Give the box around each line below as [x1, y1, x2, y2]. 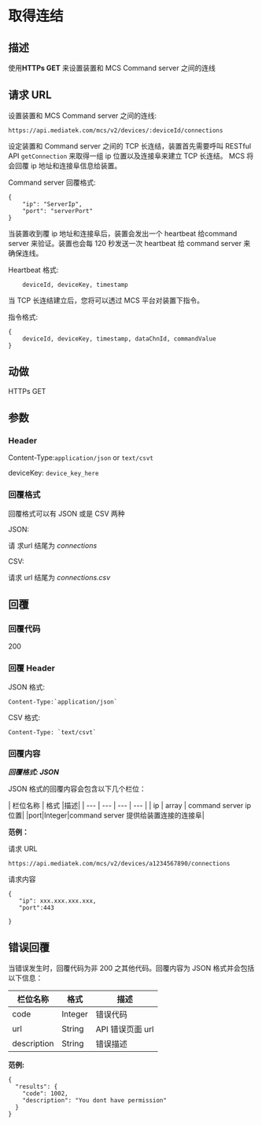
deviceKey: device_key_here [8, 469, 99, 478]
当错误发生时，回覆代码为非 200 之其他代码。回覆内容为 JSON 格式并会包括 [8, 963, 255, 972]
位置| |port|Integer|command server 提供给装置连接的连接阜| [8, 811, 205, 820]
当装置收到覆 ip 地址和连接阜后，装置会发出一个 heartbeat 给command [8, 229, 238, 238]
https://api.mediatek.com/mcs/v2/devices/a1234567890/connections [8, 859, 231, 867]
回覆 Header [8, 663, 55, 674]
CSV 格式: [8, 712, 41, 722]
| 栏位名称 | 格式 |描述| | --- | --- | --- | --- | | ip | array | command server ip [8, 800, 252, 810]
